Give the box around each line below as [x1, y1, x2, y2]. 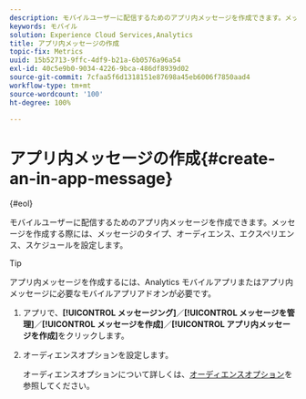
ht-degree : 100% [9, 97, 71, 107]
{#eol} [9, 198, 34, 210]
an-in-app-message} [9, 168, 173, 189]
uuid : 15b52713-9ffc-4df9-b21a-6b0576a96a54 [9, 56, 181, 65]
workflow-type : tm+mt [9, 81, 92, 90]
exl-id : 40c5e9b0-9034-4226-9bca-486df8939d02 [9, 65, 189, 74]
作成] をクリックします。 [38, 330, 129, 342]
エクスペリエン [239, 229, 295, 240]
